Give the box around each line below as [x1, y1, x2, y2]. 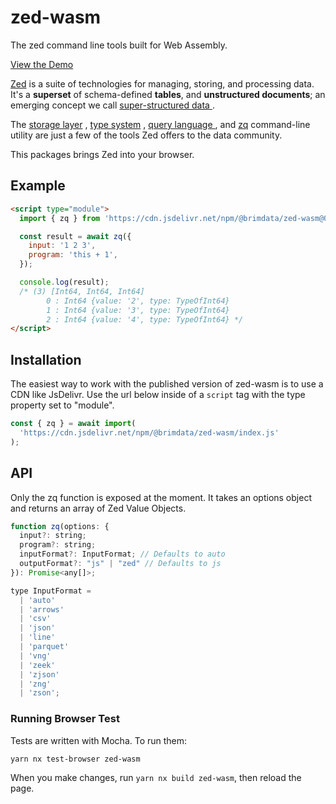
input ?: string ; [19, 531, 87, 541]
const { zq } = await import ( [10, 419, 137, 429]
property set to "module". [10, 399, 115, 411]
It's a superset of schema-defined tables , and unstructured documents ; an [10, 88, 326, 100]
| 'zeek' [19, 660, 56, 670]
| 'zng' [19, 679, 52, 689]
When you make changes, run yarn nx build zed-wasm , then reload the [10, 771, 302, 783]
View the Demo [10, 58, 74, 70]
